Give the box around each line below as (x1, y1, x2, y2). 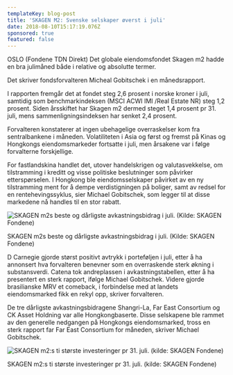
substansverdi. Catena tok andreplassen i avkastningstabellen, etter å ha (7, 268, 215, 276)
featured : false (7, 36, 54, 43)
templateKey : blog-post (7, 10, 76, 17)
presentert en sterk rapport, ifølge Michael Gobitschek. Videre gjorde (7, 276, 205, 284)
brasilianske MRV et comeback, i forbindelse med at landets (7, 282, 179, 291)
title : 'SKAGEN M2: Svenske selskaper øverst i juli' (7, 17, 166, 24)
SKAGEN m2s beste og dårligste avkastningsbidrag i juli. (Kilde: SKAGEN (7, 232, 215, 241)
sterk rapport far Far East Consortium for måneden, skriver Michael (7, 326, 200, 334)
